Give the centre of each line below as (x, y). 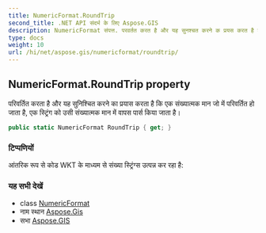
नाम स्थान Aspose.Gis (51, 212)
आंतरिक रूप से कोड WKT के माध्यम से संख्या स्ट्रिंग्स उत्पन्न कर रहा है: (96, 165)
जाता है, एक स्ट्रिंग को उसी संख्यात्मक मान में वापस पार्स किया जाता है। (95, 113)
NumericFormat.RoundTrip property (99, 84)
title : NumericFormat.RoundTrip (61, 15)
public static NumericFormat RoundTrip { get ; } (90, 128)
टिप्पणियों (21, 147)
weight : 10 (26, 45)
